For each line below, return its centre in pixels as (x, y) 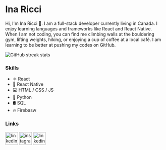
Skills (12, 68)
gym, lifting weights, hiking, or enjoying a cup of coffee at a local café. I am (83, 40)
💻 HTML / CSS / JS (33, 90)
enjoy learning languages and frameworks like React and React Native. (79, 28)
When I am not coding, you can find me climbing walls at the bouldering (80, 34)
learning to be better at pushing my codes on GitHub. (61, 45)
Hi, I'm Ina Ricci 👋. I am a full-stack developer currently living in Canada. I (81, 23)
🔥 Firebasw (24, 110)
